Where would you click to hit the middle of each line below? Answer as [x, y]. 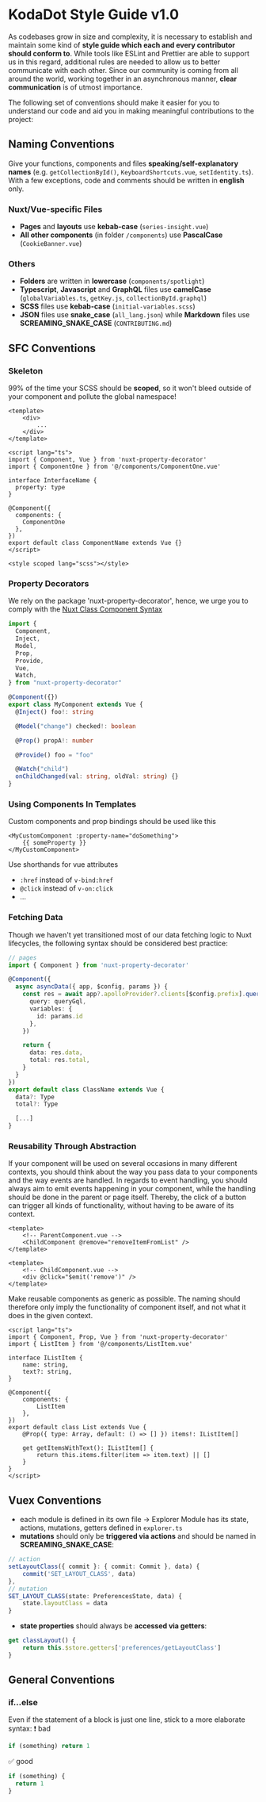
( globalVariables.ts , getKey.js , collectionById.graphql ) [113, 298]
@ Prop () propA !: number [54, 740]
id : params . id [60, 1016]
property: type [40, 488]
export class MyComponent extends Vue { [76, 705]
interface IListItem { [46, 1358]
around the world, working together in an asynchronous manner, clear [123, 79]
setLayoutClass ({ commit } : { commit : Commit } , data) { [104, 1567]
